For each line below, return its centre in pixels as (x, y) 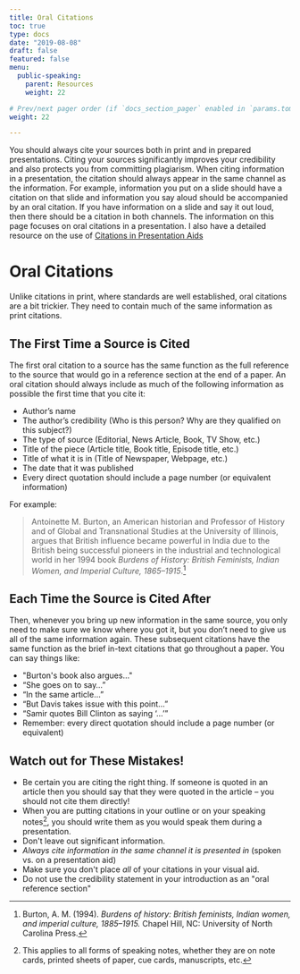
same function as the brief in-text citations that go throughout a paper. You (147, 648)
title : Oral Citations (51, 17)
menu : (19, 68)
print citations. (36, 316)
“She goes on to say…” (64, 685)
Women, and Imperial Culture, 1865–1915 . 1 (108, 570)
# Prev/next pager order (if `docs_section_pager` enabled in (127, 108)
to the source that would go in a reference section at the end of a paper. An (148, 375)
